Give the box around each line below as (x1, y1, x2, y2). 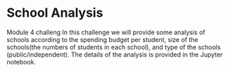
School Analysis (6, 5, 103, 21)
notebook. (6, 57, 37, 66)
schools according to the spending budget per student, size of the (6, 35, 198, 43)
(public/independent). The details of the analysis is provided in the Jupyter (6, 50, 223, 59)
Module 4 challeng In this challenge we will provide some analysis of (6, 28, 205, 36)
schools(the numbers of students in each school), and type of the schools (6, 43, 221, 51)
